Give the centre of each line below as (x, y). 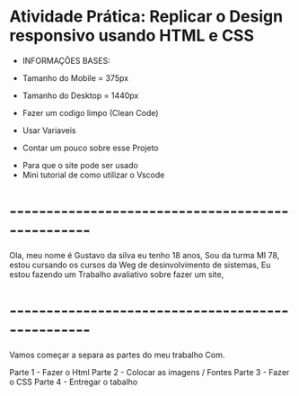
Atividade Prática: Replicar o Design (146, 17)
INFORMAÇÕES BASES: (66, 60)
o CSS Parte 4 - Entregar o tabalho (74, 382)
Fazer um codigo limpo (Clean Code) (90, 112)
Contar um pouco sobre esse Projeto (90, 148)
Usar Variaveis (49, 130)
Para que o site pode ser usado (80, 165)
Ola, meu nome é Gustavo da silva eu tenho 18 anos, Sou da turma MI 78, (145, 255)
